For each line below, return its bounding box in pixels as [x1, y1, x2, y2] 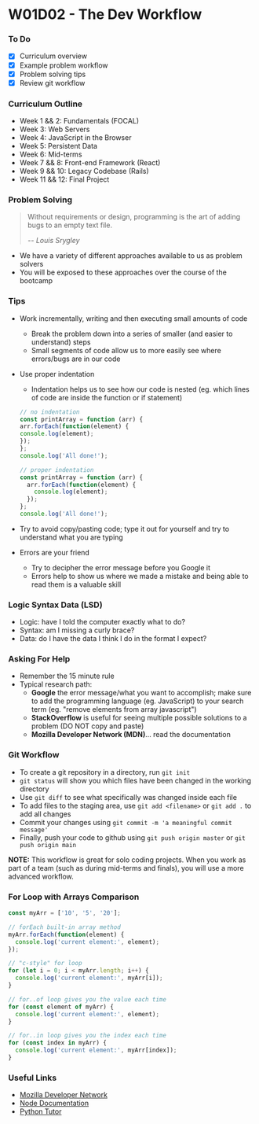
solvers [19, 260, 44, 269]
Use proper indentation [19, 369, 95, 378]
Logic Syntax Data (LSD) [8, 599, 104, 610]
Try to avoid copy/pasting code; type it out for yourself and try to [19, 524, 230, 533]
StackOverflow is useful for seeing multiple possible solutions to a [31, 713, 247, 723]
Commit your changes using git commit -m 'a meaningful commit [19, 817, 233, 827]
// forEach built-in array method [8, 923, 122, 931]
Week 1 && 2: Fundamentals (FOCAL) [19, 116, 140, 126]
